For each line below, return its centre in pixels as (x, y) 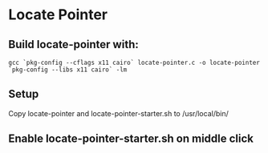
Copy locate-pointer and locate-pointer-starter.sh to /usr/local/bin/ (118, 113)
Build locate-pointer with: (73, 44)
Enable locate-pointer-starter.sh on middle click (131, 139)
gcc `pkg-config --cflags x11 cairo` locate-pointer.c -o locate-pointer (134, 62)
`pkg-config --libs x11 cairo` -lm (68, 70)
